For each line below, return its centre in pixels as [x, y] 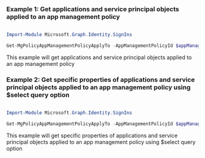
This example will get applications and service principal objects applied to [99, 57]
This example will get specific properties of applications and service [92, 135]
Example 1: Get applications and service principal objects [93, 9]
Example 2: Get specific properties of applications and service [101, 79]
